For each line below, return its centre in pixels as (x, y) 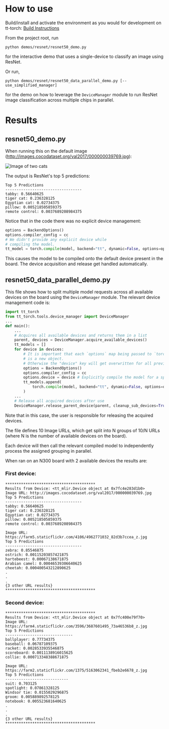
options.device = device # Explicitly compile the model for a (91, 378)
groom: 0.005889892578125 (32, 697)
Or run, (13, 72)
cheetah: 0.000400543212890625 (38, 568)
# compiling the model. (30, 244)
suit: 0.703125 (21, 684)
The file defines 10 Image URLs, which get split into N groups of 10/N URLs (82, 430)
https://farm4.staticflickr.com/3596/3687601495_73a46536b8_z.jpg (76, 626)
